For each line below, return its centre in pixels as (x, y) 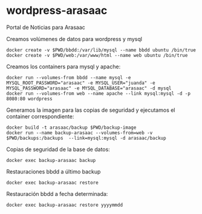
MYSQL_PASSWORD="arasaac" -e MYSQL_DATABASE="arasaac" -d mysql (89, 88)
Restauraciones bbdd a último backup (54, 171)
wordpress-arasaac (57, 11)
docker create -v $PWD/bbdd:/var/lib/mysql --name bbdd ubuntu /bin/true (101, 50)
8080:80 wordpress (29, 99)
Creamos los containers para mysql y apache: (64, 66)
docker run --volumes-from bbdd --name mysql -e (69, 77)
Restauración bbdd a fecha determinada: (57, 193)
